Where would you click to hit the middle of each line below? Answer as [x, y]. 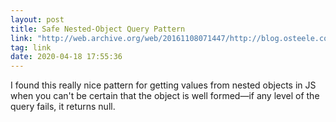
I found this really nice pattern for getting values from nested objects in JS [163, 85]
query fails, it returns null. [63, 107]
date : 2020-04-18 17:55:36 [66, 57]
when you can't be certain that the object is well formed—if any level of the [165, 96]
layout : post [37, 19]
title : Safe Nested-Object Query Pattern [98, 29]
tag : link [31, 47]
